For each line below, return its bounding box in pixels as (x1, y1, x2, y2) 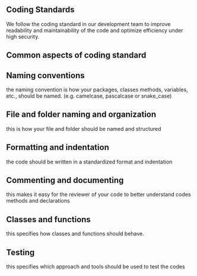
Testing (6, 247, 35, 257)
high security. (6, 33, 40, 40)
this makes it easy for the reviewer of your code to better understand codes (6, 191, 191, 198)
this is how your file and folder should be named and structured (6, 125, 161, 132)
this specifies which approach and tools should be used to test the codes (6, 263, 185, 270)
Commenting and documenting (6, 175, 124, 185)
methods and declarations (6, 197, 70, 204)
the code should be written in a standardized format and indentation (6, 158, 173, 165)
